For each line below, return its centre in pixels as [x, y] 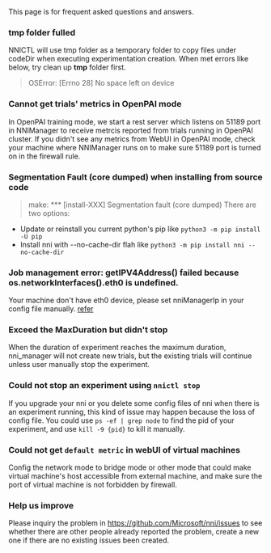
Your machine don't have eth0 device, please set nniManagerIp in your [126, 300]
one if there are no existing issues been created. [89, 540]
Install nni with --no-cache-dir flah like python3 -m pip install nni [132, 244]
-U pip [31, 236]
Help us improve [41, 506]
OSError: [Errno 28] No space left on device [101, 83]
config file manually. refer [51, 309]
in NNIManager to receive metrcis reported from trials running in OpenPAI [131, 130]
